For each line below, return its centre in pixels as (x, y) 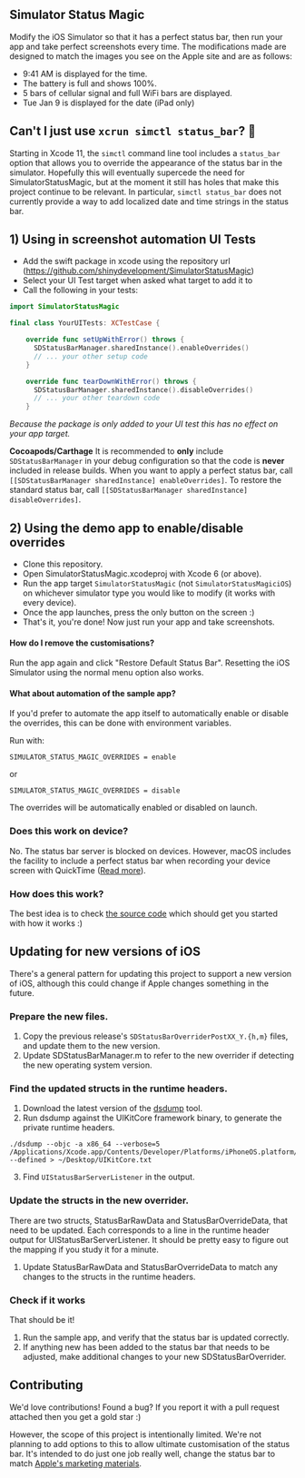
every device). (49, 602)
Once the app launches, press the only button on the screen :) (138, 612)
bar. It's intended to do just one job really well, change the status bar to (142, 1453)
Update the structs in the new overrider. (99, 1200)
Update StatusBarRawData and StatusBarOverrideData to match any (150, 1266)
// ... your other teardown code (97, 399)
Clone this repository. (63, 564)
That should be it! (42, 1320)
